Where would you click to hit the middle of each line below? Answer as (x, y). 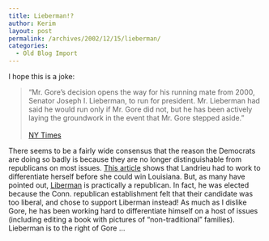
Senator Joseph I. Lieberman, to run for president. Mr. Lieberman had (144, 101)
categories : (28, 46)
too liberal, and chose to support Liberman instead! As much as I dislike (128, 202)
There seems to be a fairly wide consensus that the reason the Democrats (132, 151)
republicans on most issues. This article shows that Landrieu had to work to (134, 168)
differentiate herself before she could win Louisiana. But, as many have (127, 176)
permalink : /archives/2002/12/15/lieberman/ (85, 38)
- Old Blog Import (47, 53)
